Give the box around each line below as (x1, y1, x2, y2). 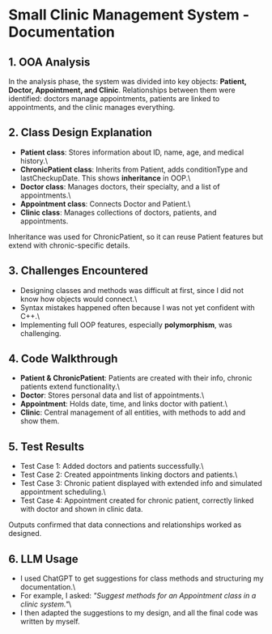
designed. (8, 529, 42, 538)
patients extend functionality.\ (19, 382, 120, 392)
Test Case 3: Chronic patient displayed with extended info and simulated (19, 479, 262, 488)
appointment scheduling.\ (19, 487, 107, 497)
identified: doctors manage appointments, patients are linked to (8, 94, 220, 103)
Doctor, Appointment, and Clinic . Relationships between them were (8, 85, 236, 95)
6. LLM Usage (8, 552, 79, 566)
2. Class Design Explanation (8, 126, 152, 139)
